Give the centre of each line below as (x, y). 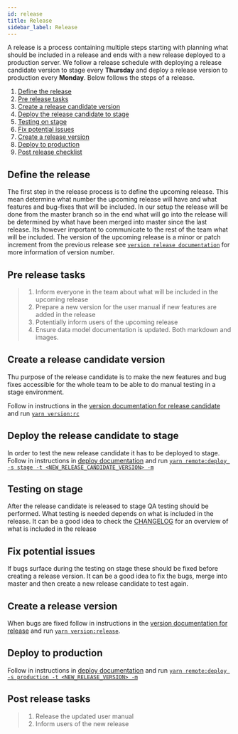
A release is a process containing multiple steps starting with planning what (118, 48)
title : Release (30, 21)
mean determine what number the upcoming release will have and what (112, 200)
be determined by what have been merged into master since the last (107, 222)
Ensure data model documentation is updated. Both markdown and (133, 330)
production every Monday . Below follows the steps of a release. (101, 78)
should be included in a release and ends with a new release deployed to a (117, 55)
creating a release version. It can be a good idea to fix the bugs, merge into (117, 576)
